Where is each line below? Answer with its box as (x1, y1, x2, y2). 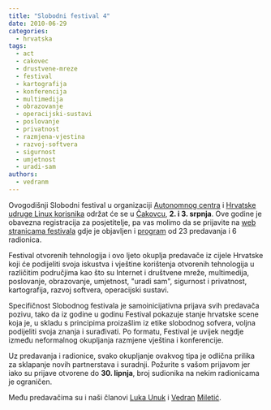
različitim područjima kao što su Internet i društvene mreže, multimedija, (8, 267, 250, 277)
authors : (8, 170, 38, 179)
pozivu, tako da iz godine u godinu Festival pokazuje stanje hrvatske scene (8, 309, 260, 319)
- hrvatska (15, 34, 53, 43)
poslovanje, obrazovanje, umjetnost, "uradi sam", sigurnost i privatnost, (8, 276, 247, 286)
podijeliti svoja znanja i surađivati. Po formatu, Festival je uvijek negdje (8, 326, 244, 336)
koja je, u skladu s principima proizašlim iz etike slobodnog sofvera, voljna (8, 317, 256, 327)
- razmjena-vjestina (15, 132, 85, 140)
